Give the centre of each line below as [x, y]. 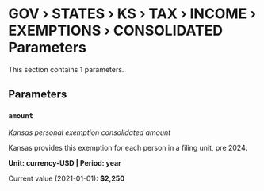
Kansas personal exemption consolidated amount [90, 132]
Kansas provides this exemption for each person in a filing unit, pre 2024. [128, 147]
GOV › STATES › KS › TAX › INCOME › [132, 14]
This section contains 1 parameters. [66, 69]
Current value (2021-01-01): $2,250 [67, 178]
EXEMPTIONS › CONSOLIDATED [116, 31]
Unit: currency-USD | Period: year [65, 162]
